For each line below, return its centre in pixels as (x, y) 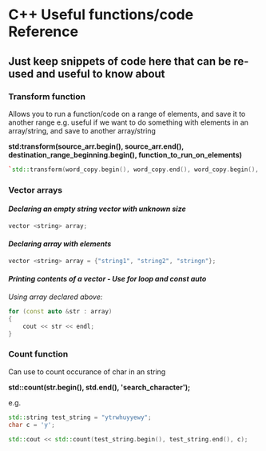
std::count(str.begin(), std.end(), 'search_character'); (99, 387)
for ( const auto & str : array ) (60, 312)
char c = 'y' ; (32, 425)
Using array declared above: (56, 297)
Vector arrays (35, 190)
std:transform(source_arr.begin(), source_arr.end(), (96, 146)
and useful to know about (100, 74)
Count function (38, 354)
